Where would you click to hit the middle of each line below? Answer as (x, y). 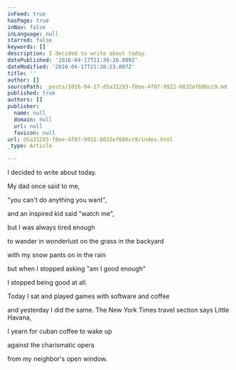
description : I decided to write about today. (77, 54)
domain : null (33, 119)
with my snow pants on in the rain (57, 255)
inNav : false (27, 27)
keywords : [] (27, 47)
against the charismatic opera (51, 345)
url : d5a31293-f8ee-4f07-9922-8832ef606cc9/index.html (90, 139)
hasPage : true (28, 21)
